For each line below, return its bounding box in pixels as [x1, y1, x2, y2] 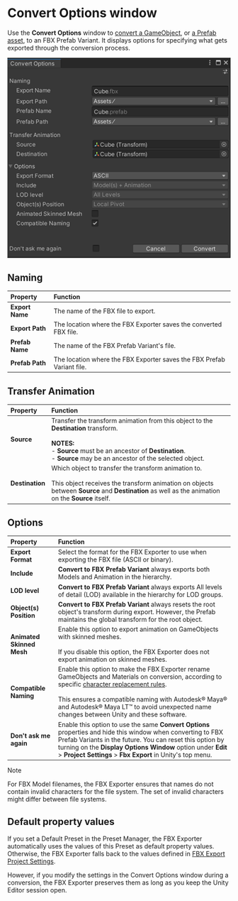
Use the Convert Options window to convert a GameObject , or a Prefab [7, 28, 217, 37]
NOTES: [51, 439, 75, 447]
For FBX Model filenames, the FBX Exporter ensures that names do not [7, 780, 214, 789]
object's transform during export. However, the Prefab [57, 607, 216, 616]
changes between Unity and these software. [57, 710, 187, 719]
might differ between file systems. [7, 795, 108, 804]
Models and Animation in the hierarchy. [57, 573, 172, 581]
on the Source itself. [51, 494, 111, 503]
